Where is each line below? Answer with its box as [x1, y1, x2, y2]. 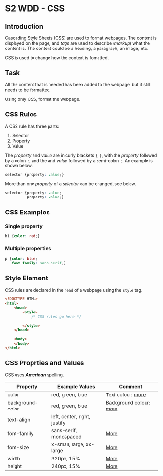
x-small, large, [51, 441, 85, 448]
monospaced [51, 433, 81, 440]
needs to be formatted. [5, 87, 51, 93]
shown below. [5, 163, 33, 168]
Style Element [5, 274, 49, 282]
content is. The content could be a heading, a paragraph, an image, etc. [5, 46, 148, 51]
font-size [7, 444, 29, 451]
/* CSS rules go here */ [31, 314, 81, 319]
